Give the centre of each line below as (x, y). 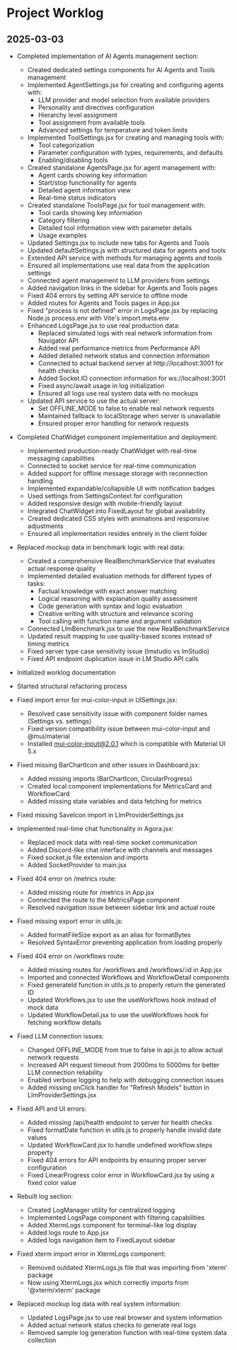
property (40, 1152)
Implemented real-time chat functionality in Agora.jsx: (95, 829)
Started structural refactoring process (72, 686)
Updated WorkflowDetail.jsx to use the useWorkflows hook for (118, 1015)
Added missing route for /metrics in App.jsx (91, 892)
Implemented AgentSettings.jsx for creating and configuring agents (126, 85)
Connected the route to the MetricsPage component (103, 900)
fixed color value (52, 1183)
